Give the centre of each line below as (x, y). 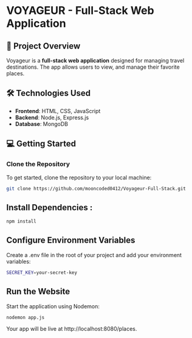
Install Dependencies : (50, 207)
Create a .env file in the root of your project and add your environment (94, 255)
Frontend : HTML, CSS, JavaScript (58, 111)
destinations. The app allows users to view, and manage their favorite (93, 67)
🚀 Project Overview (43, 46)
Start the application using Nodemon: (53, 306)
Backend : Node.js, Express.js (52, 117)
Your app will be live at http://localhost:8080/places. (72, 329)
